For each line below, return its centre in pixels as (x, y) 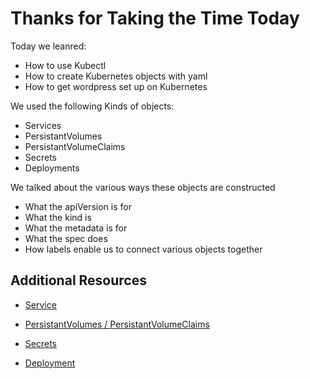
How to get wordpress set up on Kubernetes (116, 86)
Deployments (52, 168)
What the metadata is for (76, 228)
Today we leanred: (48, 46)
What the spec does (66, 238)
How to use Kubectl (65, 65)
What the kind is (58, 217)
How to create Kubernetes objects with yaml (116, 76)
